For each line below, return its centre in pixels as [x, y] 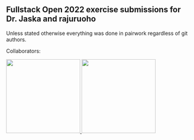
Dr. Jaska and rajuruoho [51, 19]
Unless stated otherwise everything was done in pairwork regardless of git [97, 33]
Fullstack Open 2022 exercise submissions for [93, 10]
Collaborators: [23, 51]
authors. [16, 39]
